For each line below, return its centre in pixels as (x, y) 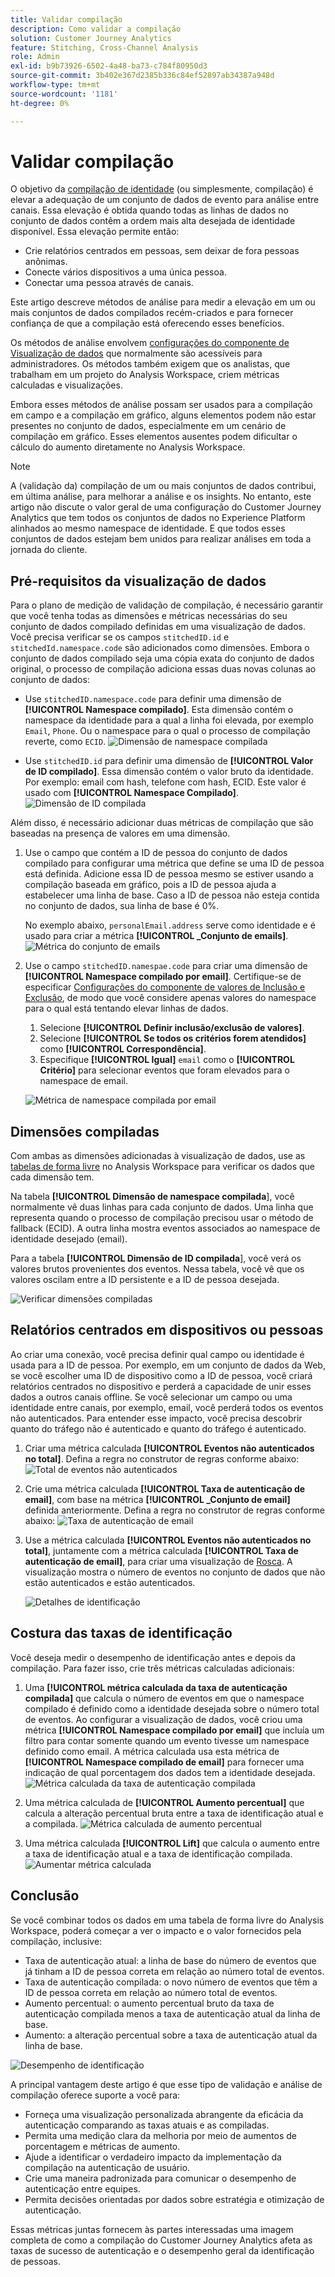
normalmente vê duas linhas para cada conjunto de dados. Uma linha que (162, 1207)
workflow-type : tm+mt (55, 85)
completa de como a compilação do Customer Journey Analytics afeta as (161, 2240)
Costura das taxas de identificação (121, 1633)
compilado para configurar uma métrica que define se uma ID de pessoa (174, 863)
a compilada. (51, 1823)
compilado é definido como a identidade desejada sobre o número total (172, 1708)
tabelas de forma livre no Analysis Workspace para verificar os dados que (162, 1167)
